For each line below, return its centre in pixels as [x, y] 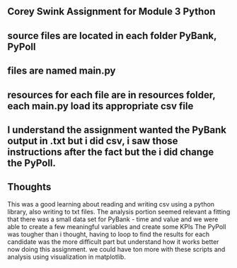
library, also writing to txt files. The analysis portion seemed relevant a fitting [119, 211]
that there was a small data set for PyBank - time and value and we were [113, 219]
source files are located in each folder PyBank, [112, 36]
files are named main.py [62, 71]
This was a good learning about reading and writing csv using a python [111, 204]
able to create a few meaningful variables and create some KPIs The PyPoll [117, 226]
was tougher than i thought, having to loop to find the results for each [109, 234]
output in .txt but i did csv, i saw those [93, 141]
